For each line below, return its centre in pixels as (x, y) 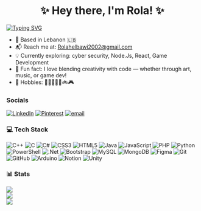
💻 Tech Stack (27, 130)
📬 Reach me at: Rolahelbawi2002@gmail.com (74, 47)
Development (32, 62)
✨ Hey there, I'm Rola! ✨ (102, 11)
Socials (17, 100)
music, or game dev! (41, 75)
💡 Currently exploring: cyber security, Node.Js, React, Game (91, 55)
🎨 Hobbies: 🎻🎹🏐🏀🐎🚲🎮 (44, 82)
